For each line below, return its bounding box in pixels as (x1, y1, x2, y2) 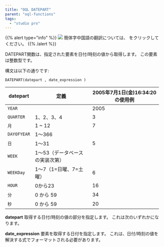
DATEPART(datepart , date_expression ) (5, 78, 86, 83)
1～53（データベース (35, 150, 83, 157)
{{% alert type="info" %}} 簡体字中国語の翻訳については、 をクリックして (5, 35, 159, 41)
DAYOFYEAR (7, 132, 30, 137)
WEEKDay (7, 170, 25, 176)
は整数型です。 (5, 57, 35, 64)
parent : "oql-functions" (5, 12, 56, 17)
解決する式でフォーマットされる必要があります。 (5, 237, 103, 243)
